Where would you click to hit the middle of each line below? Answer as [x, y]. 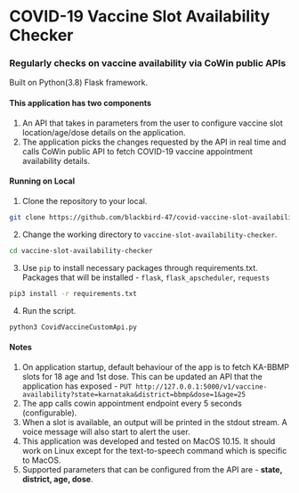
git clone [28, 217]
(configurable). [49, 413]
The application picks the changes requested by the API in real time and [154, 142]
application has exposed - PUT [77, 386]
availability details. [56, 160]
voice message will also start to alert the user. [106, 431]
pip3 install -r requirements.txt [73, 293]
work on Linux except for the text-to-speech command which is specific [154, 450]
